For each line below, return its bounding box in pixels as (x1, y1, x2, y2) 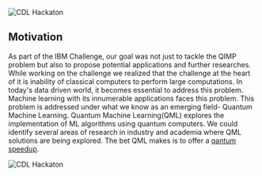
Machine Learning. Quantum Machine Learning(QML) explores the (8, 110, 225, 120)
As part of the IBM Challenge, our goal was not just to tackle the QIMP (8, 52, 237, 61)
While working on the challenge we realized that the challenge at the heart (8, 68, 251, 78)
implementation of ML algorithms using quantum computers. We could (8, 119, 238, 128)
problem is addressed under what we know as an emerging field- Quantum (8, 101, 253, 111)
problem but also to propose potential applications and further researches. (8, 59, 252, 69)
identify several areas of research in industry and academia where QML (8, 127, 242, 136)
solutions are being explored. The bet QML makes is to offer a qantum (8, 136, 237, 145)
